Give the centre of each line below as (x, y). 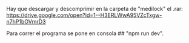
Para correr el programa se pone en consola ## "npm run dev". (85, 33)
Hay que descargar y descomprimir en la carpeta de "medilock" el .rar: (95, 9)
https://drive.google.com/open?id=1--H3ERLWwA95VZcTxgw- (84, 15)
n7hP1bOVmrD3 (26, 21)
